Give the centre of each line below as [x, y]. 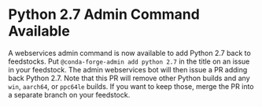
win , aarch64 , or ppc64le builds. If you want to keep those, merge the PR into [131, 86]
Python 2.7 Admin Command [104, 15]
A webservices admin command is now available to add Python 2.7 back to [130, 53]
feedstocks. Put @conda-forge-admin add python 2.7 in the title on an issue [129, 61]
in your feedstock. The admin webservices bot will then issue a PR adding [128, 69]
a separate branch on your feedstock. [69, 94]
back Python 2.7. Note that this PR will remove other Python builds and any [129, 78]
